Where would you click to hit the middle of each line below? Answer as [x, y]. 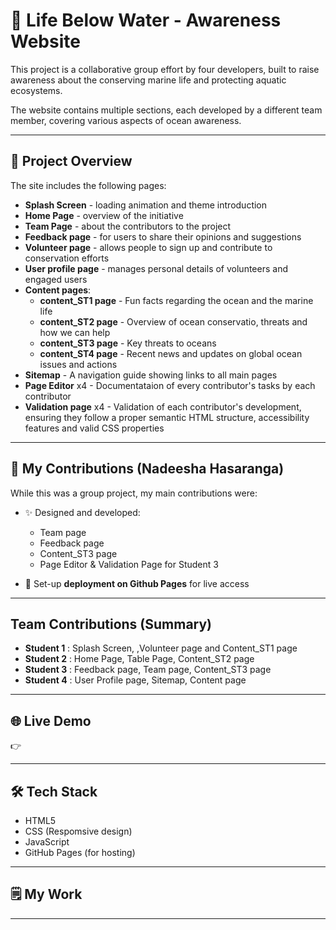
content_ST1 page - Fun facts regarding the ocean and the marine [176, 300]
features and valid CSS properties [94, 428]
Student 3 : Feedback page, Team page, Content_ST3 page [148, 670]
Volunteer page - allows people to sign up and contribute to [148, 247]
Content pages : [58, 290]
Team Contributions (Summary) [111, 624]
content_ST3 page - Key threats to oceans [128, 343]
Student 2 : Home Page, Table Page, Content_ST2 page [139, 659]
